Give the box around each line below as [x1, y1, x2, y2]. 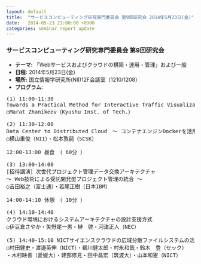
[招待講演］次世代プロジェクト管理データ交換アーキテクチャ [6, 168, 156, 175]
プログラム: [14, 83, 44, 90]
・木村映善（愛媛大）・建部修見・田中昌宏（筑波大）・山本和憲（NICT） [6, 251, 181, 259]
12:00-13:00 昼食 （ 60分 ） [6, 149, 86, 155]
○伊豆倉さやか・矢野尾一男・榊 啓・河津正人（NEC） [6, 223, 139, 230]
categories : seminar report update [6, 25, 95, 32]
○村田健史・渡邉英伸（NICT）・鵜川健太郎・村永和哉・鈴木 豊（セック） [6, 244, 187, 251]
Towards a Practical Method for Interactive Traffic [6, 101, 165, 108]
